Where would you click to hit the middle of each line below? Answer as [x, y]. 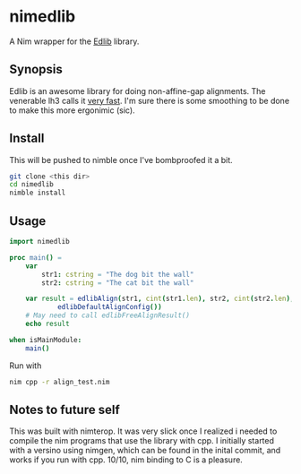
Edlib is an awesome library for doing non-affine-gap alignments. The [138, 90]
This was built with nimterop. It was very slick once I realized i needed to [143, 431]
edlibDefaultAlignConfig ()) [110, 307]
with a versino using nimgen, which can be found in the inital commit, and [145, 451]
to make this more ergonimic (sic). [73, 110]
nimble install [38, 193]
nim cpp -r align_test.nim [60, 382]
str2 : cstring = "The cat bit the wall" [118, 283]
